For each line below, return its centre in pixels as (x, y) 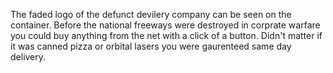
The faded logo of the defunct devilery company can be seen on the (151, 14)
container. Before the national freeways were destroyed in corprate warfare (165, 25)
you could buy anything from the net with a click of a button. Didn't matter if (166, 35)
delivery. (28, 57)
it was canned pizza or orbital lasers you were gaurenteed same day (151, 46)
